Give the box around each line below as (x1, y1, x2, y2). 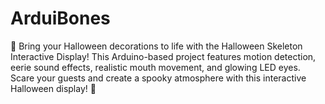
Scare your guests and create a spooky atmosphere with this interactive (10, 72, 307, 84)
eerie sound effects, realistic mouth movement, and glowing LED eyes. (10, 61, 301, 73)
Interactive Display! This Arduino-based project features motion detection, (10, 50, 317, 62)
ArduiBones (10, 7, 111, 30)
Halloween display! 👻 (10, 82, 97, 94)
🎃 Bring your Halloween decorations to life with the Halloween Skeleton (10, 40, 303, 52)
